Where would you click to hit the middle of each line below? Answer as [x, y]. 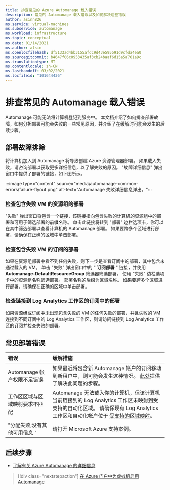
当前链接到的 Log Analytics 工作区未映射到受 [105, 400]
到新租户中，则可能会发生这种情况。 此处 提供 [106, 376]
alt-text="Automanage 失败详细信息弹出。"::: [105, 189]
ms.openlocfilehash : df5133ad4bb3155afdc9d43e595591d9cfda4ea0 [73, 52]
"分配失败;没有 [25, 425]
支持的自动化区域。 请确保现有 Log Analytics [105, 408]
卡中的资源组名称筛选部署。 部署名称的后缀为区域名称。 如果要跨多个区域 [82, 280]
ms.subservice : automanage [34, 29]
